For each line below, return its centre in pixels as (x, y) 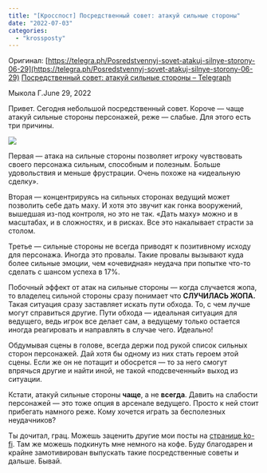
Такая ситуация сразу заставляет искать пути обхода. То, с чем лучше (130, 304)
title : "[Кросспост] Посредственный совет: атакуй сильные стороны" (124, 16)
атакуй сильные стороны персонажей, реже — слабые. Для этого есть (130, 117)
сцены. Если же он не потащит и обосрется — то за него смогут (118, 362)
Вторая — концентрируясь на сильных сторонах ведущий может (119, 197)
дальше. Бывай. (35, 461)
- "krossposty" (41, 38)
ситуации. (25, 380)
